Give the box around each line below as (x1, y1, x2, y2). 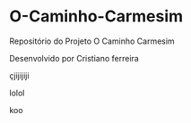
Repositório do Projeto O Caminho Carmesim (9, 36, 175, 46)
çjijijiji (9, 70, 30, 81)
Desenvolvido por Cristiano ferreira (9, 53, 139, 63)
